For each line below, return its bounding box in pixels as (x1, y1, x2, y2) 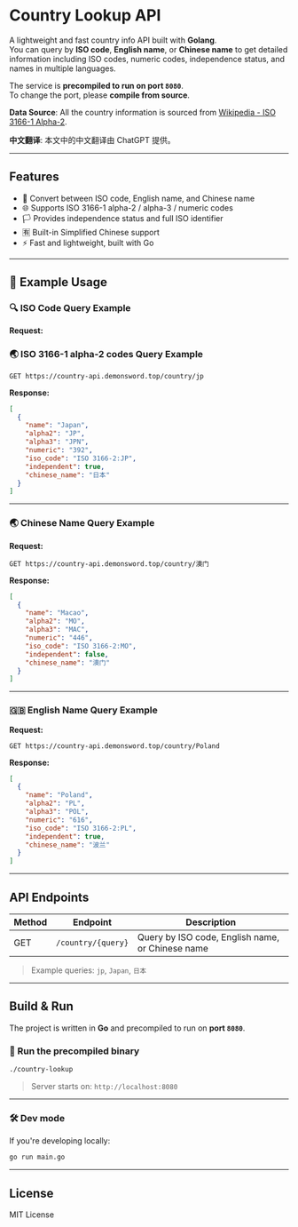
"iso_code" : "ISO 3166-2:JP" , (25, 454, 137, 463)
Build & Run (9, 999, 74, 1014)
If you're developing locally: (9, 1135, 111, 1146)
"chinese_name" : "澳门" (25, 658, 111, 667)
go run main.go (9, 1152, 66, 1162)
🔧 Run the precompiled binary (9, 1045, 140, 1057)
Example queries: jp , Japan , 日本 (30, 965, 147, 976)
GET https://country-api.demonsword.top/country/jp (9, 371, 204, 380)
